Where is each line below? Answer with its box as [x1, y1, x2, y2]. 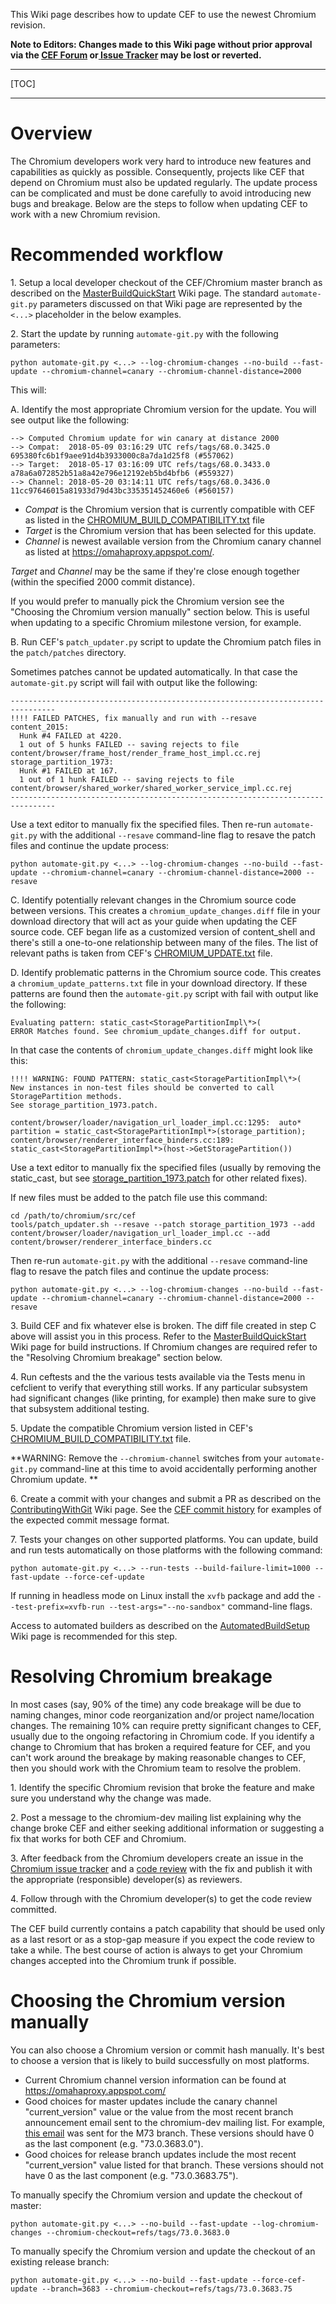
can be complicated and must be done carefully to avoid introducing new [10, 187, 312, 199]
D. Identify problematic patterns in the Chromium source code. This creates [10, 966, 322, 978]
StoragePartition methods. [10, 1091, 123, 1101]
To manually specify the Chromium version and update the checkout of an [10, 2245, 316, 2257]
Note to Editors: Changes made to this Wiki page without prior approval [10, 39, 313, 50]
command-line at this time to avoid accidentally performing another [39, 1462, 318, 1474]
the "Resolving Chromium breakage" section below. [10, 1351, 223, 1363]
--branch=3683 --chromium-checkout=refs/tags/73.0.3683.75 [41, 2284, 293, 2294]
